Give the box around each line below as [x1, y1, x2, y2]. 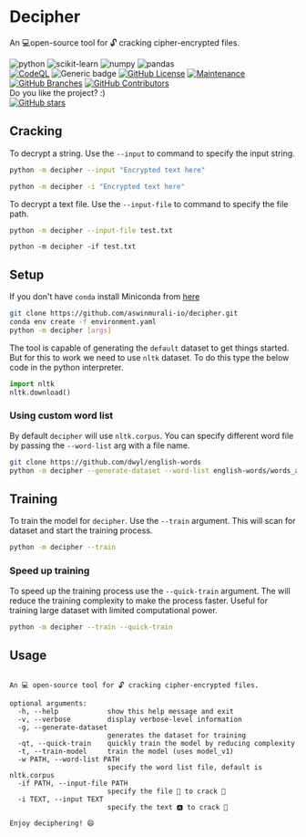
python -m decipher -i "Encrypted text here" [9, 182, 185, 191]
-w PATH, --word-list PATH [17, 755, 120, 764]
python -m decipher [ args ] [9, 326, 112, 335]
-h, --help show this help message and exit [17, 707, 234, 717]
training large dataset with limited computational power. [9, 604, 219, 615]
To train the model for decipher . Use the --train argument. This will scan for [9, 516, 296, 527]
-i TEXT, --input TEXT [17, 795, 104, 804]
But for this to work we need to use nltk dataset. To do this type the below [9, 351, 290, 362]
